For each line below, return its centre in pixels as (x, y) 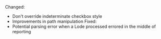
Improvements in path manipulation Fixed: (54, 21)
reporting (22, 32)
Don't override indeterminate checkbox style (57, 16)
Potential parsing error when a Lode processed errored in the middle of (84, 26)
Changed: (15, 7)
